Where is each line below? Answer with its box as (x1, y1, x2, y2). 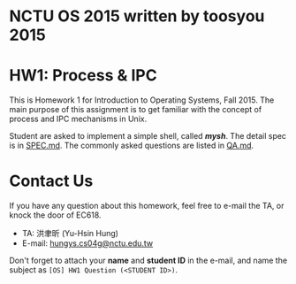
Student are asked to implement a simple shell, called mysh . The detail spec (9, 131, 287, 142)
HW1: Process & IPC (9, 65, 157, 86)
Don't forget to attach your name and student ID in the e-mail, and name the (9, 255, 288, 266)
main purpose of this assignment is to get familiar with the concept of (9, 104, 262, 115)
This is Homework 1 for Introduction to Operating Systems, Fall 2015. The (9, 95, 275, 105)
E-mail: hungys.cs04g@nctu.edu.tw (21, 238, 154, 249)
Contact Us (9, 171, 94, 191)
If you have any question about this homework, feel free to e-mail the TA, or (9, 201, 285, 211)
